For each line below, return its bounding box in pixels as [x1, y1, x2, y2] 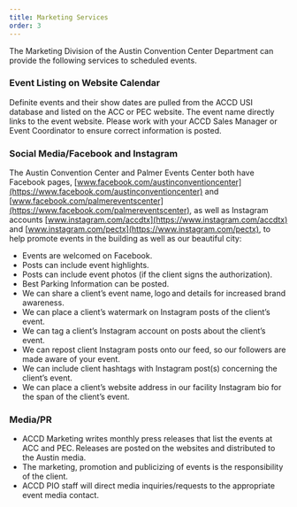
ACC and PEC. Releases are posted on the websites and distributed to [21, 443, 276, 454]
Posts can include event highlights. [21, 260, 149, 271]
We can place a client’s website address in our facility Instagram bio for [21, 382, 282, 393]
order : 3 [9, 21, 42, 30]
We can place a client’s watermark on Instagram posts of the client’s [21, 307, 271, 318]
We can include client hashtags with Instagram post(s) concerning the [21, 364, 278, 374]
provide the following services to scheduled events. [9, 55, 197, 65]
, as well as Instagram [189, 205, 269, 216]
